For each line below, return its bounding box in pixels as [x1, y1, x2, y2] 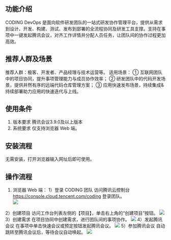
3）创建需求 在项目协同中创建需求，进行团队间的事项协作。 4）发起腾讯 [5, 217, 163, 223]
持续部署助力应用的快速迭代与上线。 [5, 88, 81, 94]
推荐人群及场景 [5, 55, 52, 64]
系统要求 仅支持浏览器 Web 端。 [12, 125, 80, 131]
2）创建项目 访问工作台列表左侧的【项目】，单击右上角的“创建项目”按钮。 [5, 210, 158, 216]
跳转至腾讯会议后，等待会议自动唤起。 [5, 229, 85, 235]
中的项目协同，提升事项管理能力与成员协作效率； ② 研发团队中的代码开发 [5, 75, 161, 81]
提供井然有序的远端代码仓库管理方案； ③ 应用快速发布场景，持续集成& [14, 82, 164, 88]
